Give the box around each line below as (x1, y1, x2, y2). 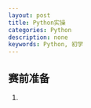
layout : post (8, 11, 51, 20)
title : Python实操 (8, 19, 66, 27)
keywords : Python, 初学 (8, 41, 84, 49)
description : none (8, 33, 68, 41)
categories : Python (8, 26, 72, 34)
